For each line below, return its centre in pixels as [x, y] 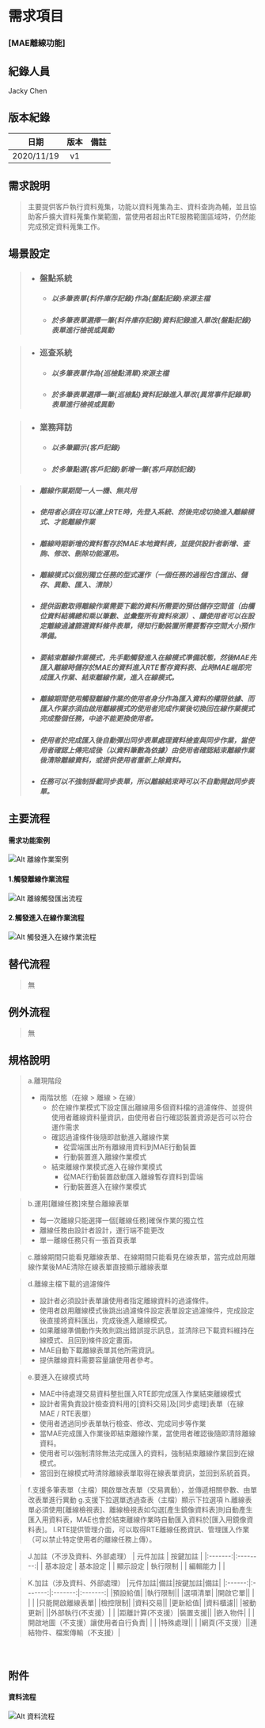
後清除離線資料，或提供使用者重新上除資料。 [112, 760]
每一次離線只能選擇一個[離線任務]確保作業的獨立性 [121, 1221]
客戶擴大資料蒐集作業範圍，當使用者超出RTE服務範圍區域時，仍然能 [145, 216]
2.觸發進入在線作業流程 [46, 918]
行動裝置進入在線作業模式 [105, 1187]
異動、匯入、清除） [85, 585]
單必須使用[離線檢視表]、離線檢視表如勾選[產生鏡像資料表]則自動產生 [140, 1510]
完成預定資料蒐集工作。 [66, 226]
